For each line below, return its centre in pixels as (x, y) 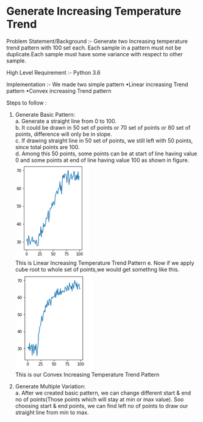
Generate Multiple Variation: (50, 386)
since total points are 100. (48, 147)
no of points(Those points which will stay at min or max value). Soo (99, 399)
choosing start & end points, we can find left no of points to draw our (101, 405)
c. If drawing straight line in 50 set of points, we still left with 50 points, (104, 140)
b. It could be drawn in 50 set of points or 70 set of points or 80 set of (103, 127)
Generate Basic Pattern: (45, 114)
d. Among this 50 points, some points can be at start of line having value (106, 154)
